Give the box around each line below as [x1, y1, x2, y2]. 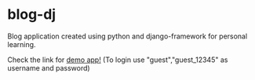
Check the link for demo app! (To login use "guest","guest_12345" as [7, 55, 228, 64]
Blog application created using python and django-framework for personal [7, 31, 248, 41]
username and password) [7, 63, 91, 72]
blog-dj [7, 5, 56, 24]
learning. [7, 39, 36, 49]
